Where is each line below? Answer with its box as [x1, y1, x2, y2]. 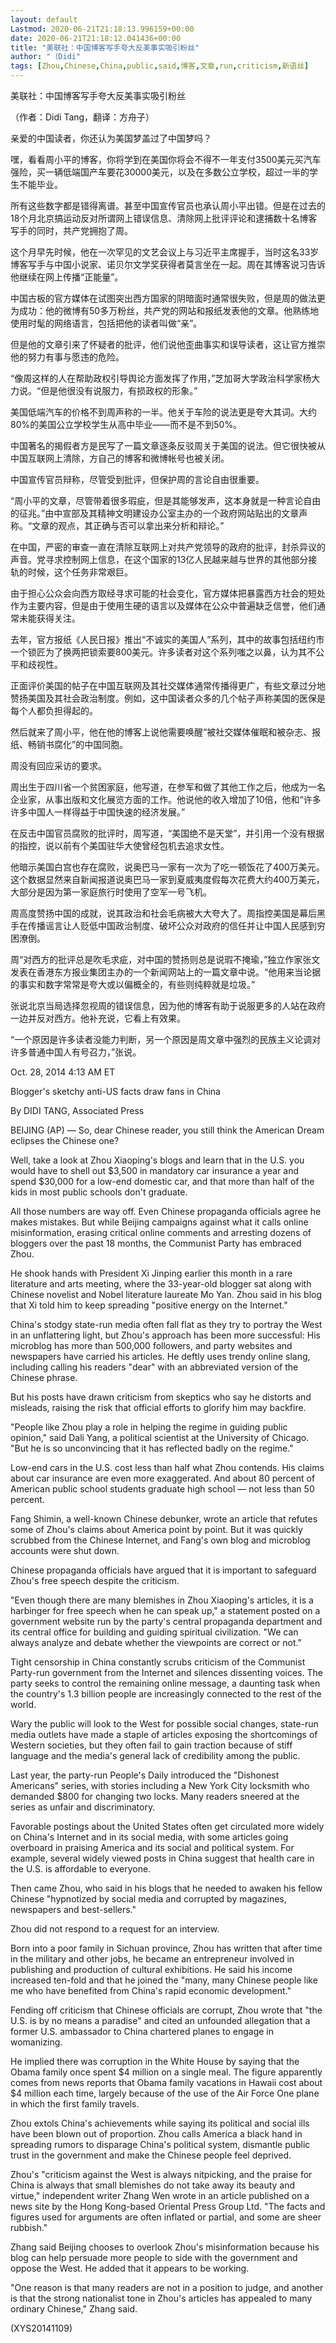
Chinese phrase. [10, 1372, 78, 1383]
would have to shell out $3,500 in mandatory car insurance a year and [10, 1165, 300, 1176]
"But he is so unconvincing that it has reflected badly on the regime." [10, 1442, 294, 1454]
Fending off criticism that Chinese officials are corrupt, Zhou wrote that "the [10, 2004, 323, 2016]
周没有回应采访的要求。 [10, 760, 107, 771]
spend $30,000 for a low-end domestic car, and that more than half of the [10, 1176, 315, 1187]
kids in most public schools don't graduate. [10, 1186, 188, 1198]
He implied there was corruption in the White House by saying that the [10, 2056, 300, 2067]
